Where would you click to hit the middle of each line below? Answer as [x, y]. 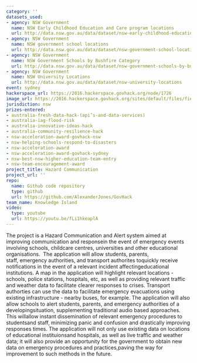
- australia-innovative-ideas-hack [50, 126]
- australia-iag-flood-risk [40, 121]
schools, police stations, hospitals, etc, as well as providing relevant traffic [96, 279]
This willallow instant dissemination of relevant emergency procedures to [94, 316]
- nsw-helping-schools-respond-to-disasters [61, 142]
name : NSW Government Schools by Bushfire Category [76, 60]
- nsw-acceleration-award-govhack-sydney [57, 153]
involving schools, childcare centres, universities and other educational [92, 247]
